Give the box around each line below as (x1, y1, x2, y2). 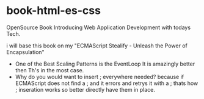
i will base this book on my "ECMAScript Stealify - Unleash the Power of (6, 42, 188, 49)
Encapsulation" (6, 48, 45, 55)
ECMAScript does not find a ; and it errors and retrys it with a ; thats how (15, 80, 199, 87)
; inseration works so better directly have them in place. (15, 86, 156, 93)
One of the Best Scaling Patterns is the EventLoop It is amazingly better (15, 60, 195, 67)
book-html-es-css (6, 4, 101, 18)
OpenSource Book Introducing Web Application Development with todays (6, 24, 191, 31)
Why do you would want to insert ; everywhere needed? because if (15, 73, 184, 80)
